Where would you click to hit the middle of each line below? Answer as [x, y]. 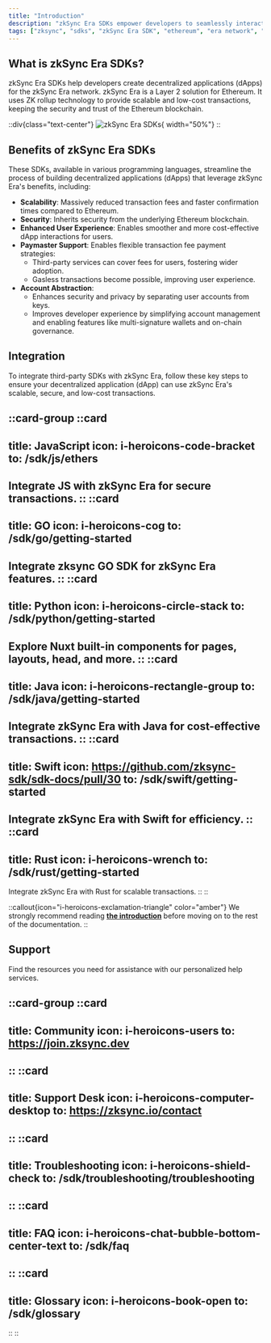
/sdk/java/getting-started [74, 699]
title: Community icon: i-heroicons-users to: [122, 1031]
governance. [53, 331]
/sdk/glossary [44, 1314]
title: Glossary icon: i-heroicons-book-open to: [128, 1301]
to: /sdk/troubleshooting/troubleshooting [149, 1179]
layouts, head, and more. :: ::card [93, 659]
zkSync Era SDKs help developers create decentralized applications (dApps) [135, 83]
